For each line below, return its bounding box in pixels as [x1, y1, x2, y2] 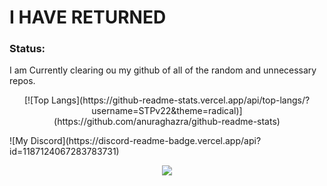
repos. [9, 75, 36, 87]
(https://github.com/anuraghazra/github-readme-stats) [53, 116, 281, 128]
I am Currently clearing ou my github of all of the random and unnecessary [9, 64, 317, 76]
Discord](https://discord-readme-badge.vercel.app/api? [30, 135, 262, 147]
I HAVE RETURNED [9, 6, 167, 29]
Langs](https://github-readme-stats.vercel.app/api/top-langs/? [50, 94, 311, 106]
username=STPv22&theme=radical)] [91, 105, 243, 117]
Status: [9, 42, 46, 56]
